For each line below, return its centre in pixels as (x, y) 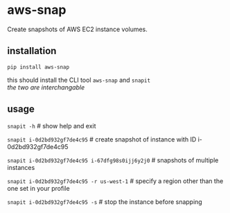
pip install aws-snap (38, 67)
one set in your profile (39, 188)
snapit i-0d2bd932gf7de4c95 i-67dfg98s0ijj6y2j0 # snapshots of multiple (113, 160)
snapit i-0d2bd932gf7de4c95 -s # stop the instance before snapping (105, 202)
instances (21, 167)
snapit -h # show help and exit (52, 126)
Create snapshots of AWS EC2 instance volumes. (77, 29)
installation (32, 51)
